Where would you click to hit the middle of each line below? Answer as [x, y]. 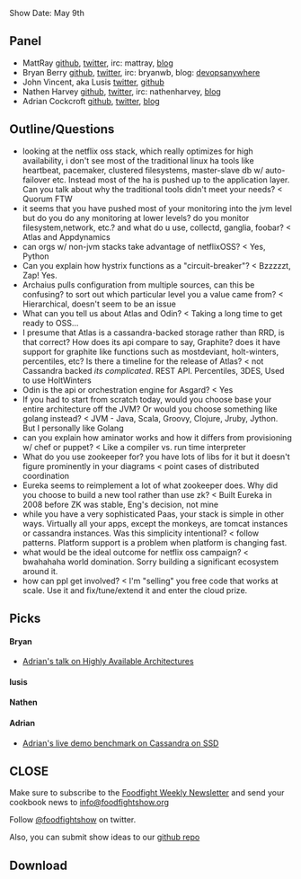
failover [36, 180]
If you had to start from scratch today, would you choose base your [147, 399]
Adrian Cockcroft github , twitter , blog [91, 101]
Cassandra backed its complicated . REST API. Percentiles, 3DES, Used [153, 370]
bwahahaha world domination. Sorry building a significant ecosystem [150, 562]
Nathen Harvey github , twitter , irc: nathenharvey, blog [122, 91]
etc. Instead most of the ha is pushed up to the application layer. [171, 180]
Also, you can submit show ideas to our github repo [105, 837]
